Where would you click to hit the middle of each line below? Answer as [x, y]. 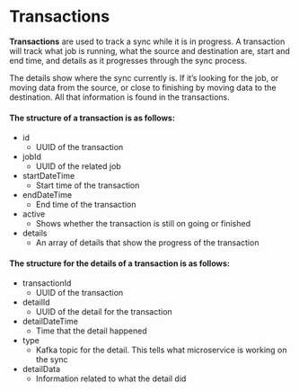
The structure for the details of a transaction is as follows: [120, 263]
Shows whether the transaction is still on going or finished [143, 224]
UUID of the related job [78, 166]
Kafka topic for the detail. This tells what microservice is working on [161, 350]
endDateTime [47, 195]
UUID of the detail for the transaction [104, 312]
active [34, 214]
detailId [36, 302]
